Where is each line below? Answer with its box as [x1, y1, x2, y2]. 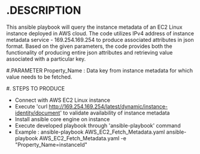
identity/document [14, 109, 60, 116]
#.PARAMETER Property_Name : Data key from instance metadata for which [6, 67, 193, 74]
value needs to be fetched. [6, 73, 72, 80]
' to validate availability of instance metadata [59, 109, 170, 116]
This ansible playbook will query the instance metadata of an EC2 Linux [6, 23, 183, 31]
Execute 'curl [14, 102, 48, 110]
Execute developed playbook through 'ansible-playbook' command [14, 122, 181, 129]
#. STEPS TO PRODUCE [6, 84, 65, 92]
